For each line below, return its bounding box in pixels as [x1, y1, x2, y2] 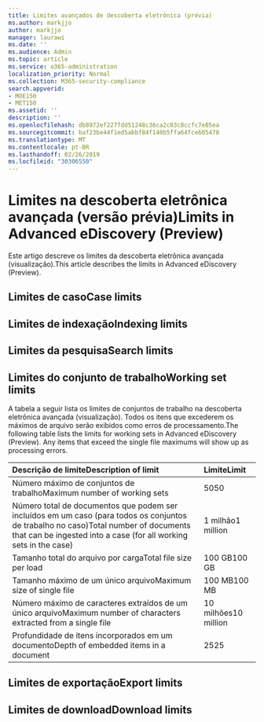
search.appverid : [8, 84, 65, 93]
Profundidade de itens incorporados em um [12, 630, 173, 641]
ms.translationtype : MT [8, 135, 86, 144]
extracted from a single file [12, 617, 112, 628]
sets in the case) [12, 540, 73, 551]
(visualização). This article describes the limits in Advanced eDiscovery [8, 260, 237, 269]
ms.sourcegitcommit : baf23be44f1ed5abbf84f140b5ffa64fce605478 [8, 128, 220, 136]
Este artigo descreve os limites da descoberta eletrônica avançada [8, 251, 224, 260]
